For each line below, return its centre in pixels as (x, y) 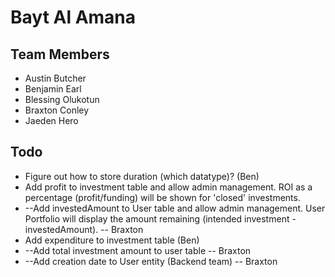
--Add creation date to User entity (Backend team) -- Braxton (151, 261)
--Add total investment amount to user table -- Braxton (138, 250)
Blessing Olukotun (62, 99)
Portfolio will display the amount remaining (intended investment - (160, 218)
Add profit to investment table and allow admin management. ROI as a (168, 187)
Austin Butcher (55, 78)
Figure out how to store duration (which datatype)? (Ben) (142, 176)
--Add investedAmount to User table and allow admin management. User (175, 208)
